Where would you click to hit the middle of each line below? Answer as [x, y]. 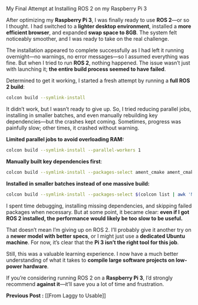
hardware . [36, 266]
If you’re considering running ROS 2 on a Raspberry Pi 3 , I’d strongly [89, 278]
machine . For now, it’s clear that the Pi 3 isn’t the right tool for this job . [93, 242]
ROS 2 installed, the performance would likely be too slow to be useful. [95, 218]
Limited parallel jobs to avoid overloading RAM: [65, 139]
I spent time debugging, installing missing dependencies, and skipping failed [99, 206]
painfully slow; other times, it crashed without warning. [73, 128]
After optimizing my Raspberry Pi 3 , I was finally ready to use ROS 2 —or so [98, 20]
